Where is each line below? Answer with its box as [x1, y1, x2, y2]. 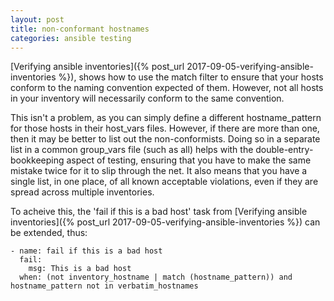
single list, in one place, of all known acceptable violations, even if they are [10, 176, 319, 188]
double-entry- [255, 144, 314, 156]
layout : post [10, 14, 65, 25]
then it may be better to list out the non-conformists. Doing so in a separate [10, 133, 321, 145]
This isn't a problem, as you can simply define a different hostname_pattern [10, 112, 322, 124]
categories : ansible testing [10, 33, 132, 43]
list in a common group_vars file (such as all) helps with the [10, 144, 254, 156]
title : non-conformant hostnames [10, 24, 150, 34]
